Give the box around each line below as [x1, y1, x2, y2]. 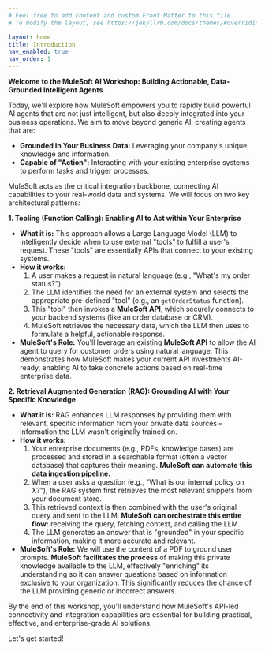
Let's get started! [8, 634, 65, 643]
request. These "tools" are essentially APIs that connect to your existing [19, 245, 254, 255]
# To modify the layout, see [8, 19, 104, 27]
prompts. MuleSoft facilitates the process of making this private [19, 553, 230, 562]
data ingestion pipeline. [31, 469, 111, 478]
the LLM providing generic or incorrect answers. [19, 586, 177, 596]
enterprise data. [19, 372, 73, 380]
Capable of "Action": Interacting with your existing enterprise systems [19, 158, 250, 166]
